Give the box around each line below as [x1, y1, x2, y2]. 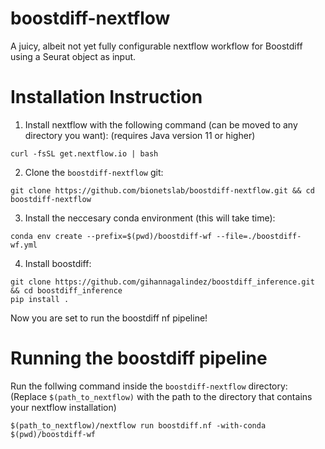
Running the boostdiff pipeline [10, 347, 268, 370]
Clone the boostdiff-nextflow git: [24, 166, 164, 178]
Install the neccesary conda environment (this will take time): [24, 212, 276, 224]
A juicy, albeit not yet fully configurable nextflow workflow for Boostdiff [10, 40, 303, 52]
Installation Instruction [10, 86, 203, 109]
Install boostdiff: [24, 257, 92, 269]
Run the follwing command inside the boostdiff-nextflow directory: [10, 380, 288, 392]
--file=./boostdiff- [216, 231, 302, 241]
